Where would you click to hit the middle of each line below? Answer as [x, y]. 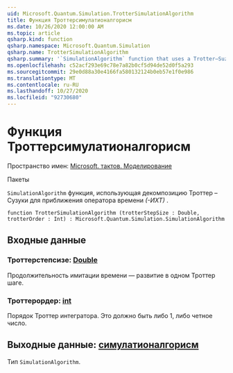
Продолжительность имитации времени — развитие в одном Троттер [111, 275]
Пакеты [18, 179]
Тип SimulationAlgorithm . [44, 361]
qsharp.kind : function [40, 40]
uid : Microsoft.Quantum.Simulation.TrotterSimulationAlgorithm [101, 14]
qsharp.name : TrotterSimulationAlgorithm [68, 53]
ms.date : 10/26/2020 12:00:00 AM [55, 26]
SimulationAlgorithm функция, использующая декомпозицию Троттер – [112, 192]
